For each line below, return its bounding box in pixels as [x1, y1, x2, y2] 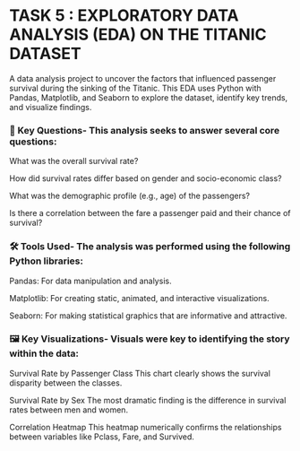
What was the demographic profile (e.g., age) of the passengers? [9, 190, 251, 202]
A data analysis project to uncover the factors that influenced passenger [9, 73, 277, 83]
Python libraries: [9, 255, 83, 267]
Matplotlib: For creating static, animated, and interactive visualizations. [9, 292, 270, 303]
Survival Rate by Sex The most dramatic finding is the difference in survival [9, 395, 287, 405]
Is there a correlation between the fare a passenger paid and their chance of [9, 208, 291, 219]
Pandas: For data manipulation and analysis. [9, 275, 172, 286]
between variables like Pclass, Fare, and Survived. [9, 431, 195, 442]
